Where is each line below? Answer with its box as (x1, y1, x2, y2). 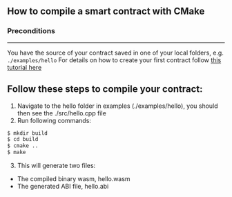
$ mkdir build (7, 129, 48, 137)
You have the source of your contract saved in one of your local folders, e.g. (7, 48, 224, 57)
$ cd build (7, 136, 39, 143)
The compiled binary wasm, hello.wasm (17, 175, 130, 182)
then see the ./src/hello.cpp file (17, 109, 107, 117)
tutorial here (7, 63, 42, 71)
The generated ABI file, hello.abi (17, 182, 109, 190)
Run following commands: (17, 116, 92, 124)
